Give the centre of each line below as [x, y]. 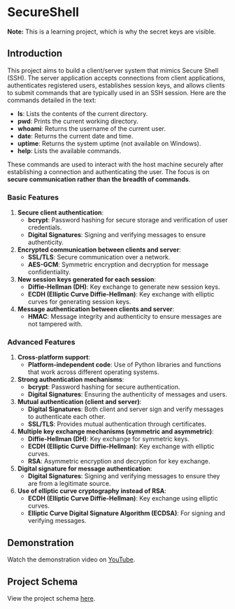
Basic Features [33, 197]
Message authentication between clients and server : [96, 309]
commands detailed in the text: [52, 100]
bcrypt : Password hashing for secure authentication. [104, 387]
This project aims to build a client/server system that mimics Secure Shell [113, 70]
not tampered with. [55, 324]
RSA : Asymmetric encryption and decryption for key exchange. [119, 461]
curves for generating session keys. [79, 302]
